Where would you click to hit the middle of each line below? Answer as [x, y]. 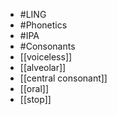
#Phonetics [43, 25]
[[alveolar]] [43, 67]
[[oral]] [34, 88]
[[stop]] [35, 99]
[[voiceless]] [46, 57]
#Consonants [47, 46]
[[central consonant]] [63, 78]
